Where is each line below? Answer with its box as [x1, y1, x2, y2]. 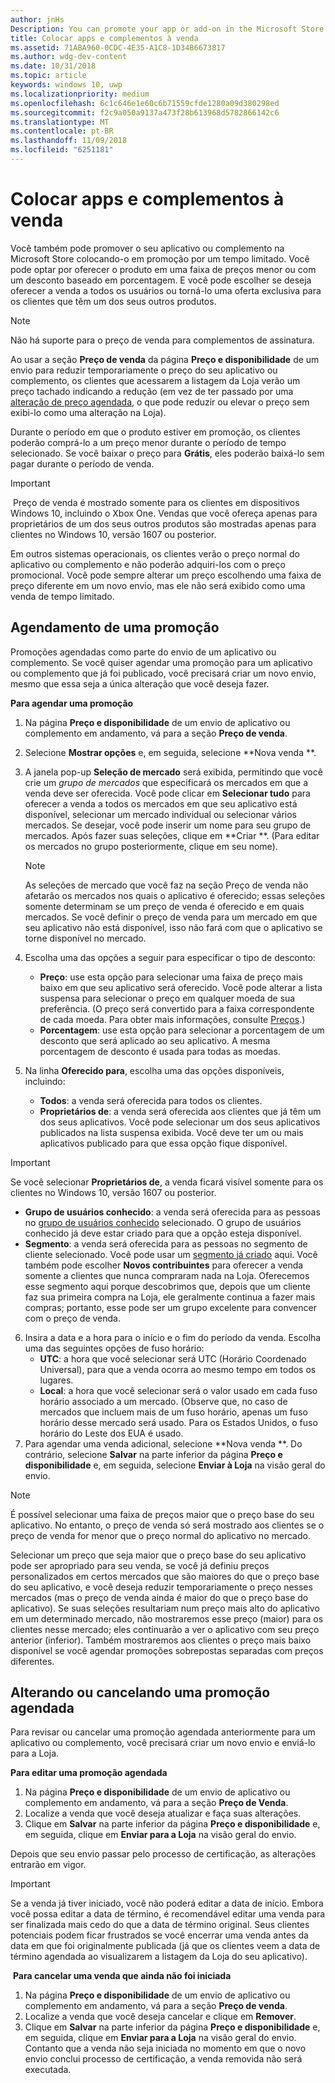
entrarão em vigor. [10, 1859, 87, 1871]
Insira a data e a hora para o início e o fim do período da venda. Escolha [24, 1331, 322, 1343]
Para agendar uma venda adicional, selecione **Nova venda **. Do [24, 1437, 303, 1450]
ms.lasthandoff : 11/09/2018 [10, 136, 128, 146]
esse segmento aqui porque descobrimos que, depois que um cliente [24, 1280, 311, 1292]
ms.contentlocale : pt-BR [10, 126, 114, 136]
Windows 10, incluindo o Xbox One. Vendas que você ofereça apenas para [10, 507, 318, 519]
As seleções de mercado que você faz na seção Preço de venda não [24, 879, 309, 891]
